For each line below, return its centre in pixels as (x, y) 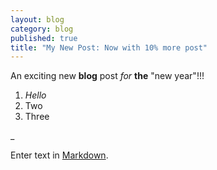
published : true (44, 38)
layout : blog (37, 19)
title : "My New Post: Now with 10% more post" (109, 47)
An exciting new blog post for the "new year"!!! (107, 76)
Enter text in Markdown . (59, 155)
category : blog (42, 29)
